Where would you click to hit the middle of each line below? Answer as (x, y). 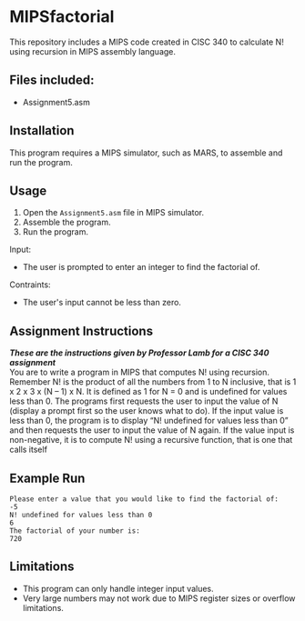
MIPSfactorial (62, 17)
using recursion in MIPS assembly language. (92, 51)
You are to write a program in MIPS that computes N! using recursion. (140, 372)
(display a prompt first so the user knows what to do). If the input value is (147, 411)
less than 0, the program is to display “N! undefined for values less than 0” (149, 421)
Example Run (47, 478)
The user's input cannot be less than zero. (102, 303)
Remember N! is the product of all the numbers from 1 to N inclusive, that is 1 (153, 382)
